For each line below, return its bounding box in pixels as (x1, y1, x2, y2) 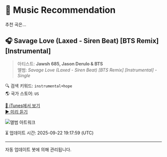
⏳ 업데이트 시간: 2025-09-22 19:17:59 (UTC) (5, 130, 94, 136)
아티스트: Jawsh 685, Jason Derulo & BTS (17, 60, 103, 66)
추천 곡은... (5, 21, 26, 27)
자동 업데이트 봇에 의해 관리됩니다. (5, 146, 72, 153)
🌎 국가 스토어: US (5, 90, 39, 96)
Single (17, 72, 31, 78)
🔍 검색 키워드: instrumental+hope (5, 83, 73, 89)
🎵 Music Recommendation (5, 4, 116, 16)
